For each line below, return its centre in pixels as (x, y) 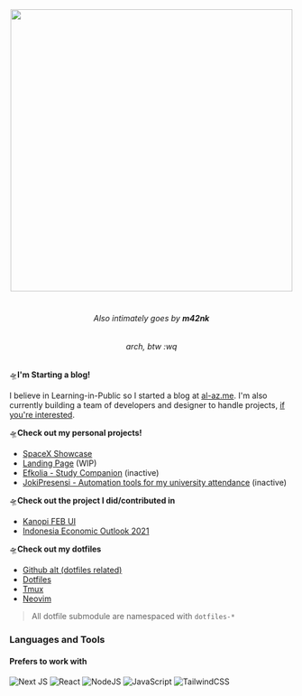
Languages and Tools (57, 640)
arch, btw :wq (151, 346)
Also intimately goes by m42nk (151, 319)
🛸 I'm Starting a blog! (50, 375)
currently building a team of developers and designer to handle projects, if (147, 405)
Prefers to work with (48, 661)
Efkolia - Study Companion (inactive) (91, 473)
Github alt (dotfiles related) (72, 570)
